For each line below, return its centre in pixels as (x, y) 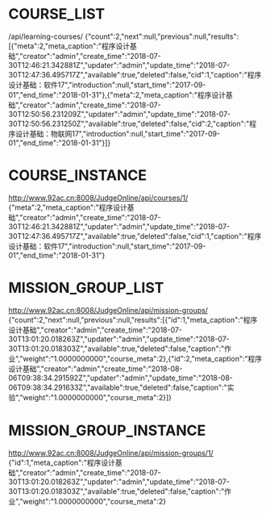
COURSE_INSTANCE (78, 176)
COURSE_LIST (57, 14)
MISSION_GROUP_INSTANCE (107, 430)
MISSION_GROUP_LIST (86, 288)
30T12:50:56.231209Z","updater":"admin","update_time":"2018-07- (120, 114)
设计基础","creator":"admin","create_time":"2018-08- (96, 369)
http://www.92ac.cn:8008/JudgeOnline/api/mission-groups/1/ (111, 453)
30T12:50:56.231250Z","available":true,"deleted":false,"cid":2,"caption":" (129, 123)
